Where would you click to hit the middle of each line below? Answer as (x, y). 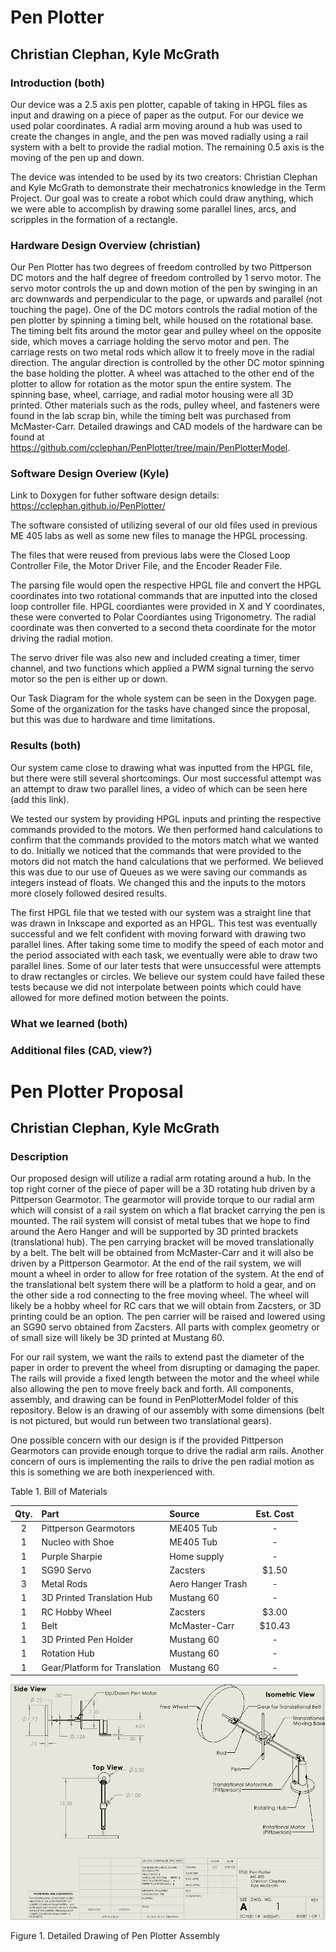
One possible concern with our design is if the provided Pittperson (147, 1440)
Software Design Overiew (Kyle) (90, 474)
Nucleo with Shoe (78, 1542)
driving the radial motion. (61, 638)
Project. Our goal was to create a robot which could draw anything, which (162, 198)
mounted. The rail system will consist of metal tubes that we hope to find (160, 1221)
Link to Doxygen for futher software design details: (115, 495)
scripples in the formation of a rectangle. (94, 219)
